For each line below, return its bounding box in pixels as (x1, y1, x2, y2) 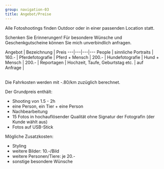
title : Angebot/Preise (5, 12, 51, 17)
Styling (12, 143, 27, 149)
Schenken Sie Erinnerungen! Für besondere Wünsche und (5, 35, 122, 40)
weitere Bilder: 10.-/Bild (12, 148, 60, 154)
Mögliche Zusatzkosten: (5, 133, 54, 139)
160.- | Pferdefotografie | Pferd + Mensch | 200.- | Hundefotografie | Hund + (5, 54, 159, 60)
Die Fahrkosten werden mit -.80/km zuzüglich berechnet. (5, 79, 121, 85)
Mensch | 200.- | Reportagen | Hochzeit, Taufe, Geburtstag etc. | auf (5, 59, 143, 65)
